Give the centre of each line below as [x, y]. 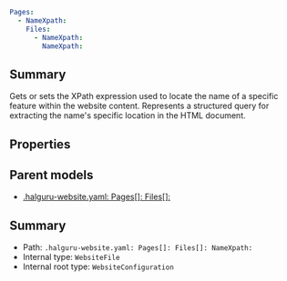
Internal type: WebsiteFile [71, 257]
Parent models [51, 175]
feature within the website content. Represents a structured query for [139, 106]
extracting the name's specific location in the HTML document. [128, 115]
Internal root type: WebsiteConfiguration [98, 266]
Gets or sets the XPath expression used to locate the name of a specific [144, 96]
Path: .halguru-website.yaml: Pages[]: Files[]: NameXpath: [138, 247]
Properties [40, 144]
